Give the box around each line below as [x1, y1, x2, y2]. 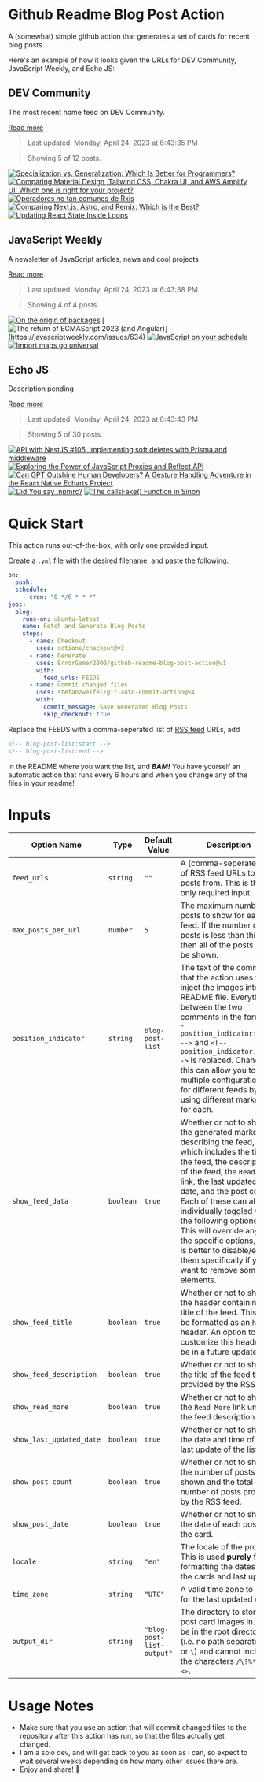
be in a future [180, 1346, 230, 1357]
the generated [180, 1126, 233, 1137]
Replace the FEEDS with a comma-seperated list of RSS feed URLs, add [8, 724, 240, 734]
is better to [180, 1244, 221, 1256]
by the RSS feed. [180, 1496, 242, 1507]
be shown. [180, 949, 219, 960]
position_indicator [12, 1034, 85, 1043]
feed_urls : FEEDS [42, 674, 101, 682]
